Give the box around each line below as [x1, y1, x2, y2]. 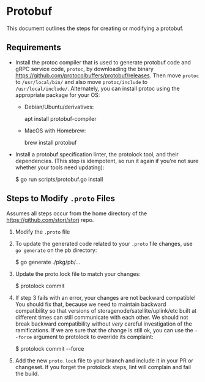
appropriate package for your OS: [15, 91, 100, 99]
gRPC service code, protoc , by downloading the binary [15, 65, 154, 72]
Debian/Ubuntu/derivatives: [24, 103, 94, 110]
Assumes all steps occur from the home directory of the [6, 210, 147, 217]
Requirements [6, 42, 61, 53]
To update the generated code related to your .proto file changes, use [15, 240, 193, 247]
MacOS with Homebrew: [24, 127, 86, 134]
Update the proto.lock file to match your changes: [15, 270, 141, 277]
